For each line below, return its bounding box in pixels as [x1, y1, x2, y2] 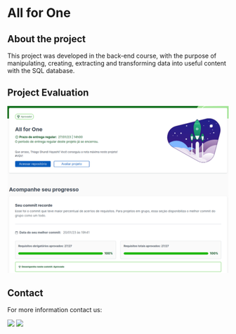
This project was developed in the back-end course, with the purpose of [7, 51, 216, 60]
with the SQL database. [7, 67, 75, 75]
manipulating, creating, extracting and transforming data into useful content [7, 59, 227, 68]
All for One [7, 5, 72, 21]
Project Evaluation [7, 86, 89, 99]
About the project [7, 33, 86, 45]
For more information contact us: [7, 306, 103, 314]
